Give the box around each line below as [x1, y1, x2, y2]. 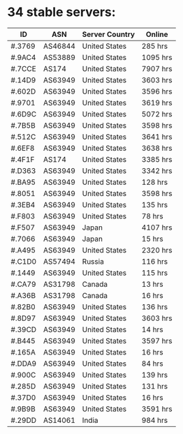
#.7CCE [10, 63, 36, 73]
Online [145, 29, 168, 39]
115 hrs [141, 268, 168, 278]
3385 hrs [141, 154, 173, 164]
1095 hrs [141, 52, 173, 62]
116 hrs [141, 256, 168, 266]
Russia [82, 256, 105, 266]
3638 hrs [141, 143, 173, 153]
